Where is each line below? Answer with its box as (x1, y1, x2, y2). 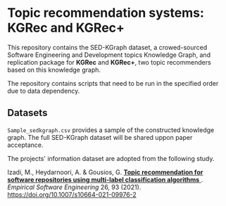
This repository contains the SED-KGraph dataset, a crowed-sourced (7, 43, 208, 51)
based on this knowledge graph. (7, 65, 101, 74)
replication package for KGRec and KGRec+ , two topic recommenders (7, 58, 211, 66)
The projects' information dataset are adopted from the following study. (7, 154, 215, 162)
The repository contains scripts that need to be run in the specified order (7, 79, 219, 87)
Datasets (7, 107, 48, 119)
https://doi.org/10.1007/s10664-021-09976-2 (7, 190, 137, 198)
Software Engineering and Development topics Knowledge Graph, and (7, 51, 211, 59)
